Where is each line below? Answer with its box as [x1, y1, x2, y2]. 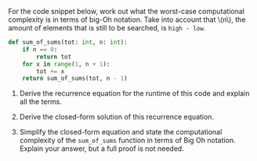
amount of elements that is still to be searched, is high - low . [8, 23, 206, 32]
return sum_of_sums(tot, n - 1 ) [22, 74, 128, 83]
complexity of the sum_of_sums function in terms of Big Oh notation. [19, 136, 237, 145]
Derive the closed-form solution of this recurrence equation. [19, 113, 214, 122]
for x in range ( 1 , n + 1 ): [22, 60, 110, 68]
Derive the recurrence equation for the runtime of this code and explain [19, 89, 250, 98]
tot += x [36, 67, 65, 75]
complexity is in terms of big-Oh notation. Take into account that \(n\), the [8, 15, 246, 24]
